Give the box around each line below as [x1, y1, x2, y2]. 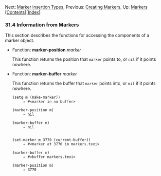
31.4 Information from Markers [5, 21, 79, 28]
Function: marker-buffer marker [12, 71, 77, 77]
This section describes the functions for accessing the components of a [5, 33, 149, 38]
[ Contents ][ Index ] [5, 9, 41, 15]
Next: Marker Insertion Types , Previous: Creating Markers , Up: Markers [5, 4, 148, 10]
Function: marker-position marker [12, 47, 81, 53]
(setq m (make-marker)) [12, 95, 61, 100]
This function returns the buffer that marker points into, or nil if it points [12, 80, 156, 87]
